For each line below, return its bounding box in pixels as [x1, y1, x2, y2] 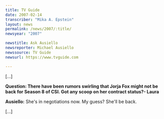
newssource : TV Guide [5, 50, 51, 55]
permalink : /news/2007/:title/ [5, 27, 72, 32]
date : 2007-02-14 [5, 12, 42, 17]
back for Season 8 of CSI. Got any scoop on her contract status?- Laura [5, 88, 159, 94]
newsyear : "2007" [5, 31, 42, 36]
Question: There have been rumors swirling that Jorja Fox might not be [5, 83, 158, 89]
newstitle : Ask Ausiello [5, 40, 58, 46]
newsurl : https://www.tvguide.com [5, 55, 79, 60]
